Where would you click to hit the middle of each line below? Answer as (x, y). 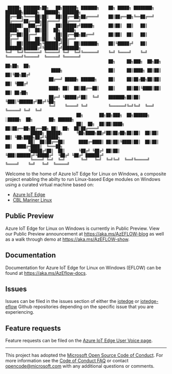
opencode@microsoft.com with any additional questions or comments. (80, 366)
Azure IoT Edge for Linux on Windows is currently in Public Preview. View (82, 228)
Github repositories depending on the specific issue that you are (86, 307)
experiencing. (20, 312)
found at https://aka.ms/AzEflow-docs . (46, 273)
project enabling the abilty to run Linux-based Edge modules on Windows (83, 179)
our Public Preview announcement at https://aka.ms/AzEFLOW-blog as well (85, 233)
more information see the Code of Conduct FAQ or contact (67, 361)
